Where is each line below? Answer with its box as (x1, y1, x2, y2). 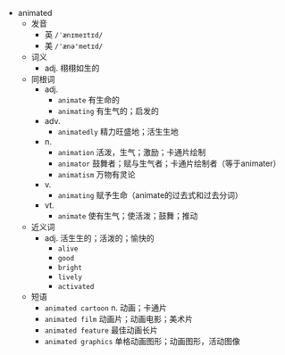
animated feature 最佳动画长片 (44, 325, 158, 335)
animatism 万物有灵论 (57, 169, 136, 179)
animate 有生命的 (57, 95, 121, 105)
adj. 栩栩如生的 (44, 62, 100, 73)
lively (57, 273, 83, 282)
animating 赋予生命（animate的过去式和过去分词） (57, 190, 243, 200)
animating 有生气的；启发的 (57, 106, 159, 116)
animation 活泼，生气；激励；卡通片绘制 (57, 147, 206, 157)
